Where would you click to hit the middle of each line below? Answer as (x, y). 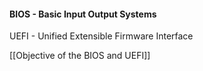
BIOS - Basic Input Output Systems (83, 14)
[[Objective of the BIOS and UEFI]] (80, 56)
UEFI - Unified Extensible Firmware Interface (101, 36)
